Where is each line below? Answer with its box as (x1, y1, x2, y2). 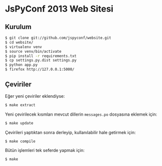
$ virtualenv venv (5, 45, 42, 49)
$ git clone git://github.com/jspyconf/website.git (5, 35, 111, 40)
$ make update (5, 121, 34, 125)
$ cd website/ (5, 40, 34, 45)
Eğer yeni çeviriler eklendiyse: (5, 93, 65, 99)
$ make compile (5, 139, 36, 144)
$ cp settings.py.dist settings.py (5, 58, 77, 63)
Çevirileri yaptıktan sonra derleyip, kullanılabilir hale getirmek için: (5, 129, 136, 135)
